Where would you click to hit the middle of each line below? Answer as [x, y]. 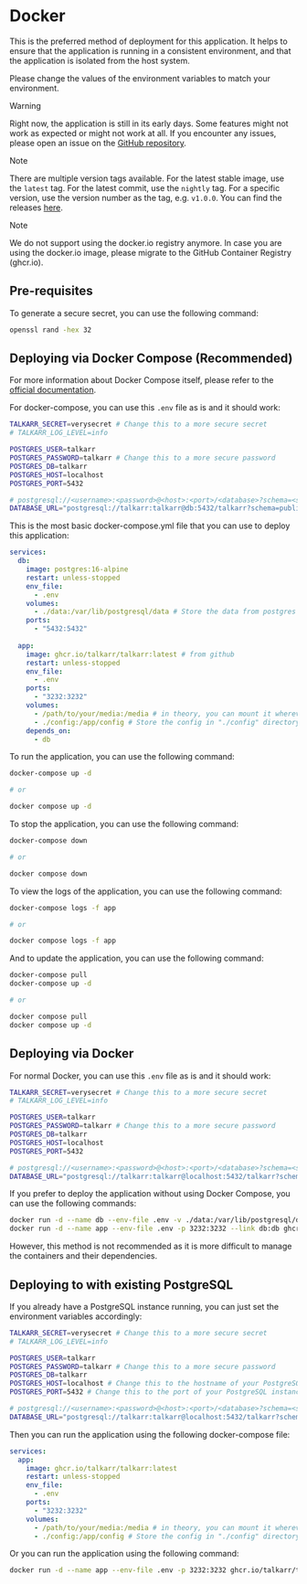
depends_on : [48, 731]
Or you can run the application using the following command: [124, 1554]
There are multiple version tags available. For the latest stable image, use [147, 178]
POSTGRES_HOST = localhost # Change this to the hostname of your [134, 1384]
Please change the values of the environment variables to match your [140, 78]
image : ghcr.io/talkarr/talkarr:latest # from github [130, 654]
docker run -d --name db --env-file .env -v [95, 1220]
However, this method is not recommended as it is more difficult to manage [151, 1246]
